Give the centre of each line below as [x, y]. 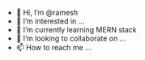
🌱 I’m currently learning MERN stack [76, 30]
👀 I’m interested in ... [50, 21]
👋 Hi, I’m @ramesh [47, 13]
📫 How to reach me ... [53, 47]
